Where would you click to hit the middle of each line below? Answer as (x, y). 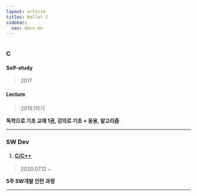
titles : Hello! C (27, 17)
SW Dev (18, 142)
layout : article (26, 11)
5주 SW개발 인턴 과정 (30, 181)
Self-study (20, 68)
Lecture (16, 94)
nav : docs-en (27, 28)
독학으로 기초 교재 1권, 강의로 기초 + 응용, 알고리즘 (63, 121)
